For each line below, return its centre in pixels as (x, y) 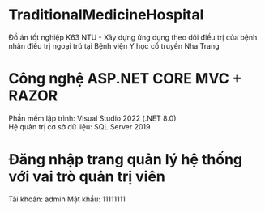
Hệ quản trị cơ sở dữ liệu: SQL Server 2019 (79, 126)
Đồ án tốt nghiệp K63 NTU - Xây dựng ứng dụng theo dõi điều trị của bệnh (133, 37)
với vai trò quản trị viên (87, 177)
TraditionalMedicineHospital (106, 15)
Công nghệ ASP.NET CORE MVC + (126, 79)
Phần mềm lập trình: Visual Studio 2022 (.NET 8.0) (92, 118)
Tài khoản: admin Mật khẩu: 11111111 (67, 199)
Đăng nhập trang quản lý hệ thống (126, 160)
